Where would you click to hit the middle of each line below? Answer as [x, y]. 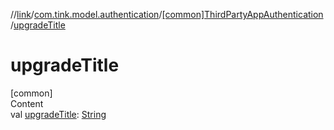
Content [27, 103]
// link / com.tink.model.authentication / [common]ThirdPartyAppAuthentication [167, 14]
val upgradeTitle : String [58, 114]
